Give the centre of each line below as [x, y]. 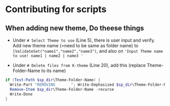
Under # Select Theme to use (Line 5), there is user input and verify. [84, 40]
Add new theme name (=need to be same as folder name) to [75, 46]
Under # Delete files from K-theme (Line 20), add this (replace [79, 65]
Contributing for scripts [56, 9]
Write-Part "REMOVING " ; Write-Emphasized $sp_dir [71, 85]
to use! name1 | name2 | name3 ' [48, 56]
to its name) [54, 70]
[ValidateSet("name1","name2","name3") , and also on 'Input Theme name [88, 51]
